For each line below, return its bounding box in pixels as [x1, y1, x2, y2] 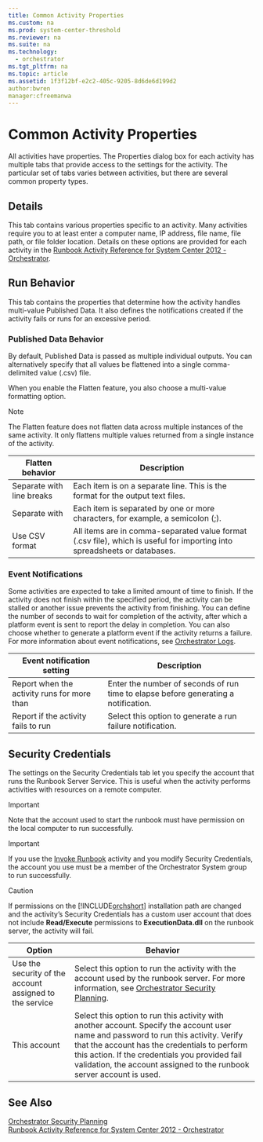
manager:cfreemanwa [8, 92, 72, 100]
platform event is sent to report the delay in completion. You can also [8, 620, 231, 629]
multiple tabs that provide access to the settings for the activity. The [8, 160, 229, 170]
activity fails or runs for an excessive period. [8, 313, 151, 323]
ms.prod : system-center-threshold [8, 26, 121, 34]
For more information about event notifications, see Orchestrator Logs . [8, 637, 236, 646]
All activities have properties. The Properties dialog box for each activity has [8, 152, 254, 161]
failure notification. [107, 720, 177, 731]
